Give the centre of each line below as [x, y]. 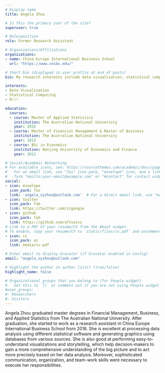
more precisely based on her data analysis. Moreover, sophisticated [74, 354]
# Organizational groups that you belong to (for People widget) [73, 281]
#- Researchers [21, 294]
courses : [18, 113]
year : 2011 [25, 154]
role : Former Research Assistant [39, 41]
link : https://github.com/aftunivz [46, 222]
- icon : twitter [22, 199]
